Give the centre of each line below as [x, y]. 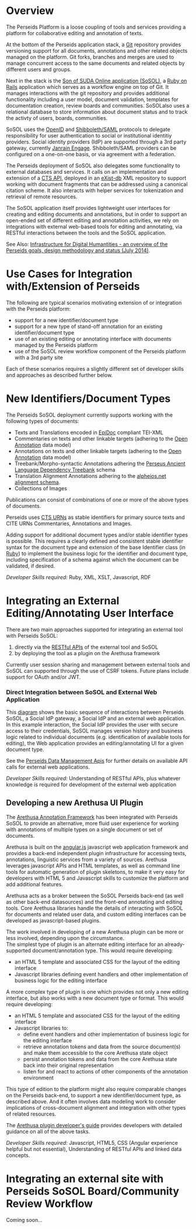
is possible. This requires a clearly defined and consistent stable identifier [95, 541]
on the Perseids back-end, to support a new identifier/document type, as [94, 1095]
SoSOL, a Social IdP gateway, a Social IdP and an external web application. [96, 718]
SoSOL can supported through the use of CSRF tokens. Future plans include [97, 670]
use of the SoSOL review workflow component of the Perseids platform [100, 351]
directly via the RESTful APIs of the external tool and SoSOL [86, 647]
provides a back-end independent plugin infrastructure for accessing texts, [96, 853]
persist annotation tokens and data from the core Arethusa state [100, 1059]
